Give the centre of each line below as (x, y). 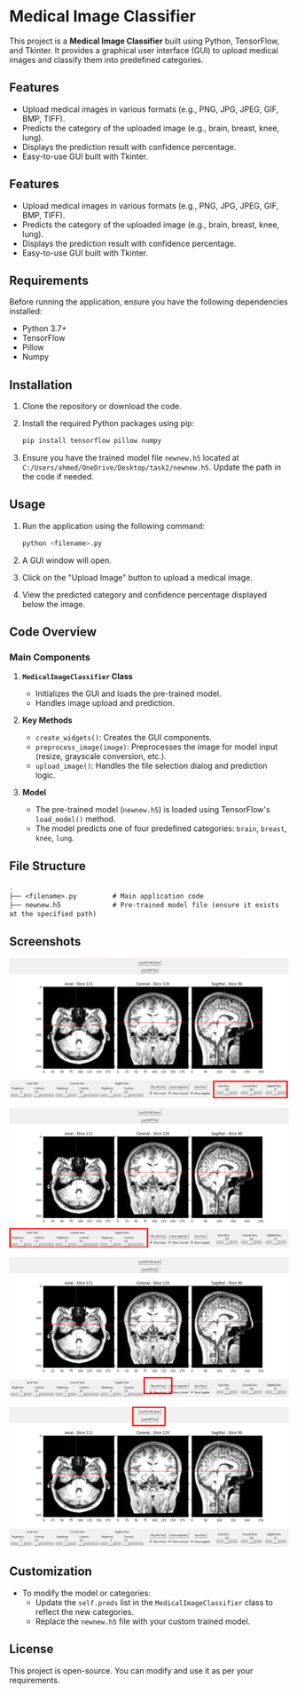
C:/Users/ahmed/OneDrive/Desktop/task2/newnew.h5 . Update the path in (152, 467)
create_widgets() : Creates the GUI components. (124, 738)
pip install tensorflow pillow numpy (92, 441)
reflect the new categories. (85, 1611)
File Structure (47, 866)
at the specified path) (53, 914)
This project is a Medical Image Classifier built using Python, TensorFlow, (145, 41)
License (31, 1649)
